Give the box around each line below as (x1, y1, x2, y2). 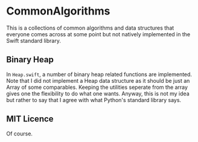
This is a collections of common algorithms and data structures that (6, 24, 174, 31)
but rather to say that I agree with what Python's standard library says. (6, 96, 182, 103)
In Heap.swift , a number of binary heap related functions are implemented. (6, 71, 192, 78)
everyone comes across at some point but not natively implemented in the (6, 30, 191, 37)
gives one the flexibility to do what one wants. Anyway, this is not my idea (6, 89, 190, 97)
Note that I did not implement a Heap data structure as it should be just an (6, 77, 190, 84)
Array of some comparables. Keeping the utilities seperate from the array (6, 83, 188, 91)
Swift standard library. (6, 37, 62, 44)
